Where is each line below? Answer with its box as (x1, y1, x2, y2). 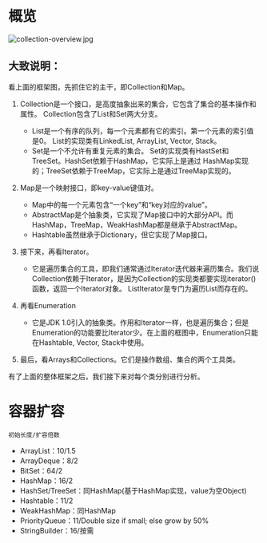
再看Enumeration (19, 300, 76, 310)
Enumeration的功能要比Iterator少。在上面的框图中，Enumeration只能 (31, 327, 258, 337)
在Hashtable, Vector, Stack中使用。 (31, 337, 149, 347)
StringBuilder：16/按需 (19, 525, 94, 535)
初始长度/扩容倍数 (8, 430, 60, 439)
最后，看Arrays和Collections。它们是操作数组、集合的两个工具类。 (19, 355, 240, 364)
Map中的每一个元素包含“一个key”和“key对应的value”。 (31, 200, 212, 209)
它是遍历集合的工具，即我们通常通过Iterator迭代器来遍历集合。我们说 (31, 264, 260, 273)
